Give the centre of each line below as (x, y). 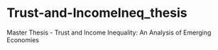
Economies (23, 39)
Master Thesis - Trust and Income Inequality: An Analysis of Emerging (109, 32)
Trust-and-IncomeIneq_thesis (97, 13)
